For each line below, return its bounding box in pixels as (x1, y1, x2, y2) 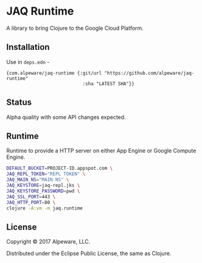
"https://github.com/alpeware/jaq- (104, 70, 195, 76)
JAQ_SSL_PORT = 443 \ (6, 194, 56, 200)
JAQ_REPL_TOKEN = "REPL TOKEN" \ (6, 171, 86, 177)
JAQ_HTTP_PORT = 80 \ (6, 199, 56, 205)
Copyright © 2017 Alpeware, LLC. (6, 238, 91, 245)
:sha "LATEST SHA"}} (82, 80, 135, 86)
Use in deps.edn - (6, 58, 50, 65)
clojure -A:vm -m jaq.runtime (6, 205, 83, 211)
